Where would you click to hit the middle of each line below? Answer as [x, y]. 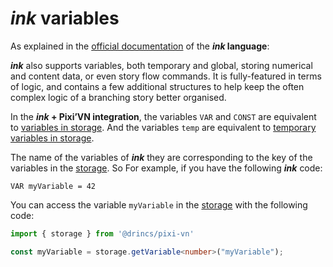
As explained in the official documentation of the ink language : [140, 46]
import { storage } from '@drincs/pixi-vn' [102, 233]
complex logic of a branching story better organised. [118, 97]
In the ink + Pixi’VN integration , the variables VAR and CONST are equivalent [163, 116]
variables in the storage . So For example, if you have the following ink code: [166, 168]
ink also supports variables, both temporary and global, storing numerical [161, 65]
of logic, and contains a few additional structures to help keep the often [157, 86]
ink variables [65, 18]
